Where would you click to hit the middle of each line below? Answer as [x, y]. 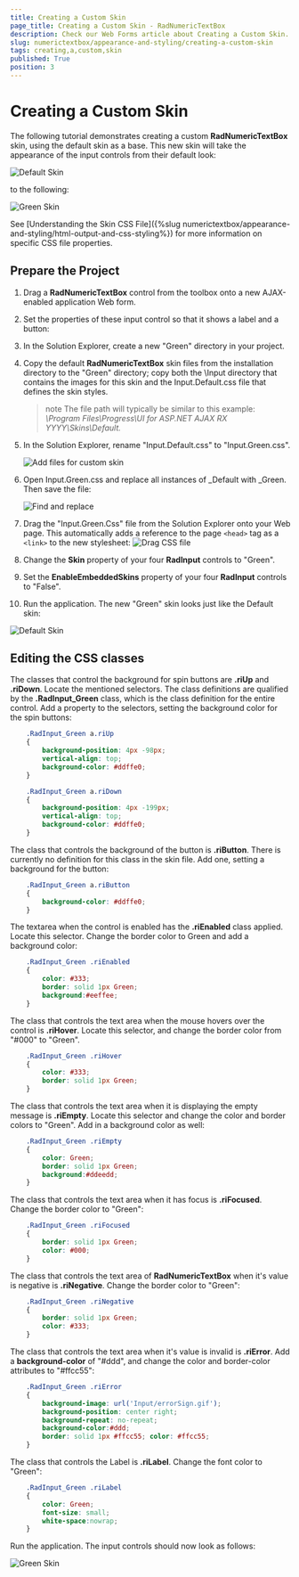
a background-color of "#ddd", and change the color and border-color [140, 1361]
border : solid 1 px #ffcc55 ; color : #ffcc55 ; [126, 1437]
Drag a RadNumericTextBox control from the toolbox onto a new [141, 292]
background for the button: [60, 869]
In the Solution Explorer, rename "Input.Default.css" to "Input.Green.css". [157, 445]
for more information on [218, 233]
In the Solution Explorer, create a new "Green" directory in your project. [154, 346]
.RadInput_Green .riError [74, 1387]
